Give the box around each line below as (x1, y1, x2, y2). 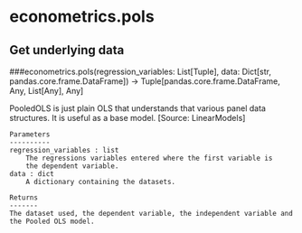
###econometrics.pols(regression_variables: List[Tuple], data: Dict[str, (9, 66, 272, 77)
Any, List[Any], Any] (9, 86, 84, 96)
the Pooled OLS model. (9, 217, 95, 226)
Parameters (9, 130, 51, 139)
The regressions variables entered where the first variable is (25, 154, 273, 163)
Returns (9, 193, 39, 202)
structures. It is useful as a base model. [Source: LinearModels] (9, 113, 246, 123)
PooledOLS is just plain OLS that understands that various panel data (9, 103, 267, 114)
